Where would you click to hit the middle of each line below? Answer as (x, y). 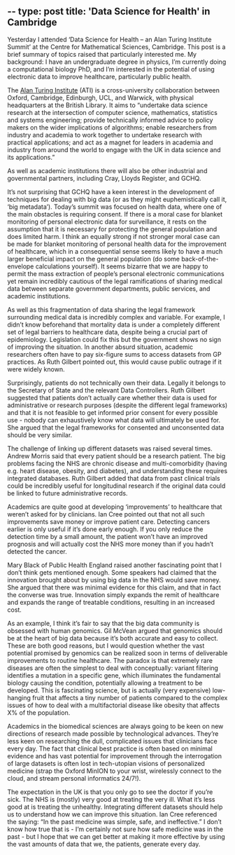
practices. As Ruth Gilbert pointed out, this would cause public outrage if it (115, 362)
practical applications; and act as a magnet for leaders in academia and (110, 142)
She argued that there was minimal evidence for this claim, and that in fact (114, 587)
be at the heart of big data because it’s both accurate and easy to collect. (113, 638)
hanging (19, 697)
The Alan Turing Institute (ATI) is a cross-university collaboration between (114, 90)
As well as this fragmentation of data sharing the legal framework (101, 309)
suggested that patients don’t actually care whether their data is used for (112, 397)
